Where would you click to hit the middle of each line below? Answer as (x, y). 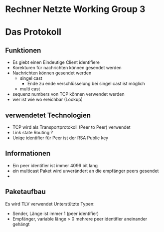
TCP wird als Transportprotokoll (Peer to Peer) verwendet (71, 127)
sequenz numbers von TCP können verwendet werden (68, 94)
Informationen (28, 153)
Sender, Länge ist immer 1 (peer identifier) (55, 214)
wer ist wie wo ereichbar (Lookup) (48, 100)
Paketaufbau (25, 192)
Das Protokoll (33, 32)
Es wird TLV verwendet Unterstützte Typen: (50, 204)
